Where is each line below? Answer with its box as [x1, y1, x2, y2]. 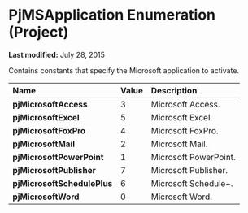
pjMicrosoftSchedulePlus [12, 177, 113, 189]
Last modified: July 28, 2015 [8, 50, 106, 59]
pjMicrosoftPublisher [12, 164, 96, 176]
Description [150, 85, 198, 96]
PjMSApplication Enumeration [8, 6, 216, 24]
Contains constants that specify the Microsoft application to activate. [8, 65, 240, 75]
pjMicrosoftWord [12, 191, 80, 202]
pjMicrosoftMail [12, 138, 76, 150]
